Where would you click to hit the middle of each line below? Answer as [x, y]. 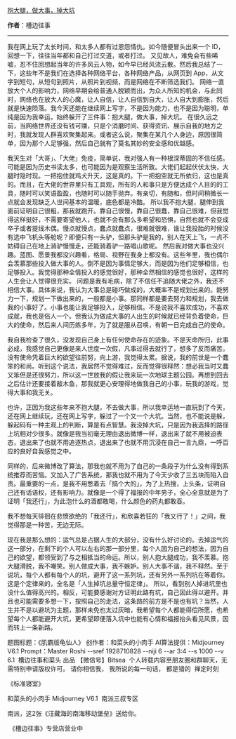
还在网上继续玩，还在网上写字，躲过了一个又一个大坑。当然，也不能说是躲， [118, 416]
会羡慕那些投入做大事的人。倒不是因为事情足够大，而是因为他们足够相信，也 [118, 263]
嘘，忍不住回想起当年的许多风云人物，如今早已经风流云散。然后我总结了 [112, 64]
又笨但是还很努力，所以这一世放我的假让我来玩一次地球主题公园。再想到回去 [118, 375]
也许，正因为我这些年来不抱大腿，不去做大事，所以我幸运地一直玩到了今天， [118, 407]
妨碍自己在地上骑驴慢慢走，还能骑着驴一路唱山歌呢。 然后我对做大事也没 [113, 246]
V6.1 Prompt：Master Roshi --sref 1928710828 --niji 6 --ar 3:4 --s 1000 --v [116, 651]
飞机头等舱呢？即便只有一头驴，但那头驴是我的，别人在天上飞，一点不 [127, 237]
